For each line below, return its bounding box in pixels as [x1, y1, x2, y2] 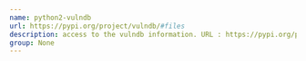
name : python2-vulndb [9, 13, 92, 22]
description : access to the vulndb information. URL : [9, 30, 222, 39]
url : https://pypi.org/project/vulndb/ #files [9, 22, 185, 30]
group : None [9, 38, 55, 48]
